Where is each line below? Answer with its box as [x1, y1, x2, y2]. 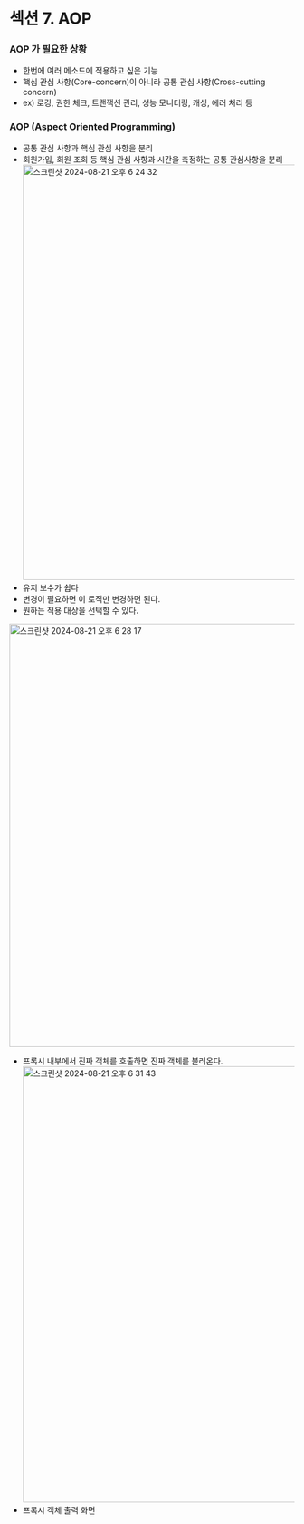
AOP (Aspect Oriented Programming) [9, 121, 176, 133]
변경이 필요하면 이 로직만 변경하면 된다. [22, 593, 161, 604]
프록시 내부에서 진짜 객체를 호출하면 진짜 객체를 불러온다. [22, 1055, 223, 1066]
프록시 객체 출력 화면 [22, 1504, 96, 1515]
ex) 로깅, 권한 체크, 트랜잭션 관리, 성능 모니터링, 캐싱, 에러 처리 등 [22, 97, 253, 109]
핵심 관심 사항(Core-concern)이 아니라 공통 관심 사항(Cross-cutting [22, 76, 266, 87]
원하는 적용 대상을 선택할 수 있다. [22, 605, 138, 616]
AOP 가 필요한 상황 [9, 43, 88, 55]
